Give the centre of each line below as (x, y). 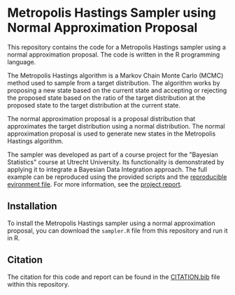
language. (22, 62)
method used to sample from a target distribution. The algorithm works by (114, 82)
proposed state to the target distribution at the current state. (94, 105)
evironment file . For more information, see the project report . (95, 184)
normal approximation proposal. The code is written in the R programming (114, 55)
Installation (32, 207)
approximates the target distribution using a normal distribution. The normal (116, 126)
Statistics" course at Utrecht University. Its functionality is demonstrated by (116, 161)
